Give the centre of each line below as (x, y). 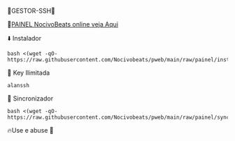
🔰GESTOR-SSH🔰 (31, 11)
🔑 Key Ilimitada (29, 73)
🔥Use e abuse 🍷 (30, 130)
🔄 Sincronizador (30, 98)
